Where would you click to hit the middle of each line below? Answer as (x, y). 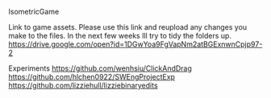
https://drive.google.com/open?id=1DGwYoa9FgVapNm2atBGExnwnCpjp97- (135, 44)
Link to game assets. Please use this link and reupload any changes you (128, 27)
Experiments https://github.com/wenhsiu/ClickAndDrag (100, 68)
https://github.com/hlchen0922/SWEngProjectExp (92, 77)
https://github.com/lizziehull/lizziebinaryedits (83, 85)
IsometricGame (34, 12)
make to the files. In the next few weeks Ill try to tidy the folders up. (120, 36)
